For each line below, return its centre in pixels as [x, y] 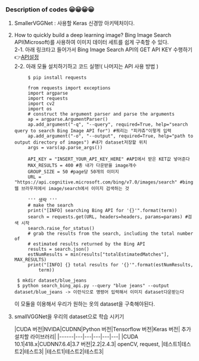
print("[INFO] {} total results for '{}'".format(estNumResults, [111, 265]
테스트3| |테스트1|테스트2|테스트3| [64, 351]
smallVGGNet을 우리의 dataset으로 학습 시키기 [69, 317]
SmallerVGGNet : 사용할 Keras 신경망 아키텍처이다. [74, 23]
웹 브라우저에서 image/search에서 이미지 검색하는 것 [71, 189]
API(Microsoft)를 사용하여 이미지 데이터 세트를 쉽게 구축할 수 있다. [91, 42]
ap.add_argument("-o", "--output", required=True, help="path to [111, 136]
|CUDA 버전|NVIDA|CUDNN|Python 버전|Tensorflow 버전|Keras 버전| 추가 [102, 329]
